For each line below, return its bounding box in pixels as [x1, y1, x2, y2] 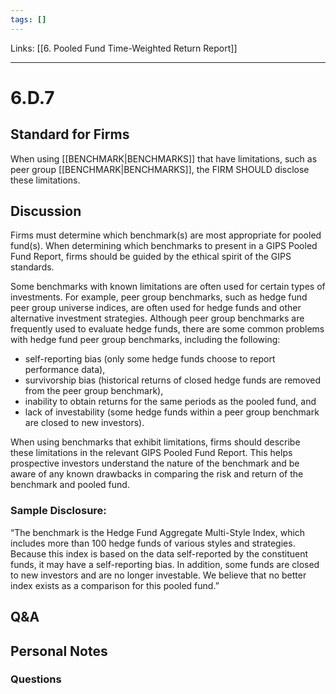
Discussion [10, 203, 82, 220]
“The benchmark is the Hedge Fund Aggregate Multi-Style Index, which [10, 526, 306, 538]
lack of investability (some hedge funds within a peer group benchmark [24, 406, 320, 418]
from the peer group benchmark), [24, 385, 164, 397]
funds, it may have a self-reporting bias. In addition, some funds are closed [10, 558, 320, 570]
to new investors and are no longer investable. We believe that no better [10, 569, 307, 581]
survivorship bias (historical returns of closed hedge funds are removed [24, 374, 322, 386]
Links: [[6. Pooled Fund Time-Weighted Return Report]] [10, 42, 238, 54]
